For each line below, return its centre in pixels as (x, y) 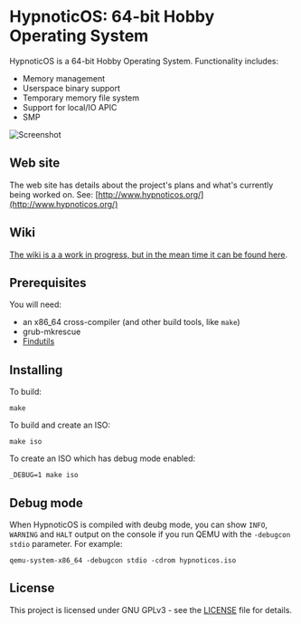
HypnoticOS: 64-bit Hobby (112, 17)
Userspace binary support (71, 88)
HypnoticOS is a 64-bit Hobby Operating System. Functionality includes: (144, 61)
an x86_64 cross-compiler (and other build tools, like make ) (132, 322)
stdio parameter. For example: (66, 544)
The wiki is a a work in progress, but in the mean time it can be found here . (149, 254)
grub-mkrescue (52, 331)
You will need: (35, 304)
